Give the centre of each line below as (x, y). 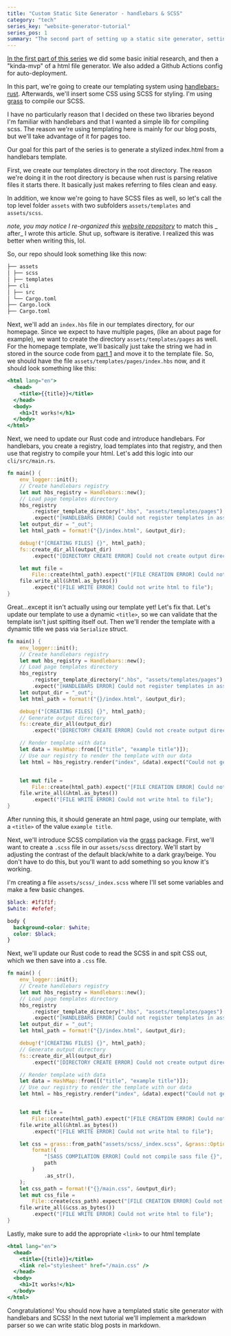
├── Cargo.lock (29, 305)
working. (20, 869)
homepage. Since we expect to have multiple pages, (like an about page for (114, 332)
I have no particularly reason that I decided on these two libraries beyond (111, 115)
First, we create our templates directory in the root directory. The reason (109, 170)
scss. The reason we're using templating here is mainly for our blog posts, (112, 129)
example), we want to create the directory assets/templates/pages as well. (112, 339)
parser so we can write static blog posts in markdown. (84, 1325)
